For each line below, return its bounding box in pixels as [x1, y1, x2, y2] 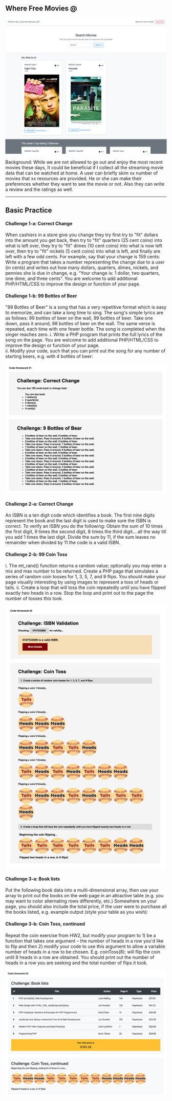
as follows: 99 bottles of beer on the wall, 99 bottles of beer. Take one [5, 315, 153, 321]
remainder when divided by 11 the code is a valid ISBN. [5, 540, 120, 546]
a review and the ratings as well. [5, 186, 73, 192]
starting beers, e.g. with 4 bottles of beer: [5, 353, 93, 360]
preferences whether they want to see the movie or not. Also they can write [5, 181, 165, 187]
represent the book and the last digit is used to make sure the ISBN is [5, 518, 151, 524]
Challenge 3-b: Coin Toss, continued [5, 921, 85, 927]
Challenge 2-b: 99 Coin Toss [5, 551, 68, 557]
